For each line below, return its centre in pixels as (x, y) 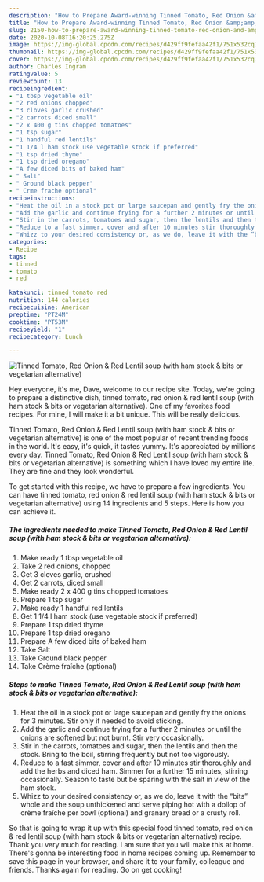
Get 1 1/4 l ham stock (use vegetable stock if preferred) (109, 616)
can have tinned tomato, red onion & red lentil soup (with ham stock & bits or (132, 495)
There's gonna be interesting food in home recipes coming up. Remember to (132, 853)
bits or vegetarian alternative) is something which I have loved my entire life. (132, 463)
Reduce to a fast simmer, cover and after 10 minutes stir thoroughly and (136, 763)
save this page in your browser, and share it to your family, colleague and (127, 862)
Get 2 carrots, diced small (62, 583)
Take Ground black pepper (63, 658)
